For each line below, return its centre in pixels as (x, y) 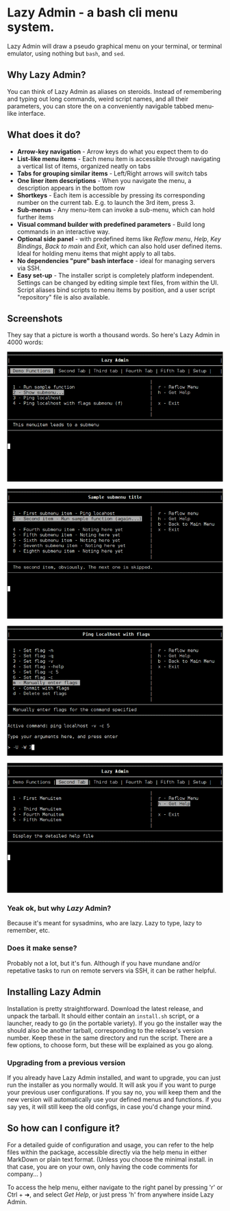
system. (31, 27)
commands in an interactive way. (63, 232)
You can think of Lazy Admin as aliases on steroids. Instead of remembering (114, 91)
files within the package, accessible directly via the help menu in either (107, 1152)
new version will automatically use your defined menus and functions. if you (114, 1099)
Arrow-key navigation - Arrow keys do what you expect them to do (113, 151)
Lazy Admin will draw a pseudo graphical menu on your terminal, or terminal (115, 46)
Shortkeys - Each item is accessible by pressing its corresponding (111, 195)
